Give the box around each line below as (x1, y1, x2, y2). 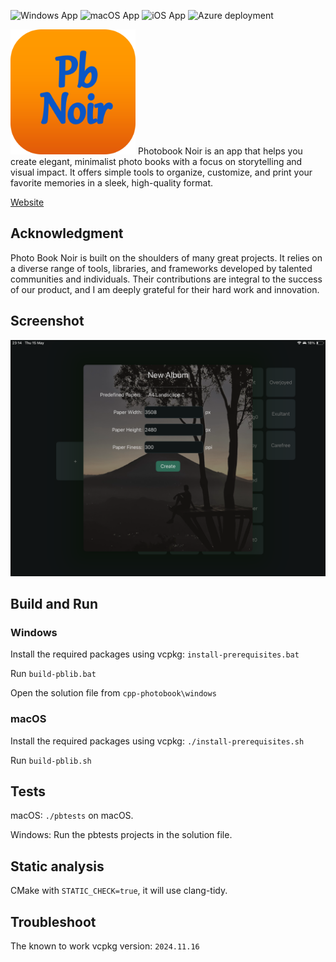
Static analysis (10, 858, 105, 875)
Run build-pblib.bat (10, 668, 97, 680)
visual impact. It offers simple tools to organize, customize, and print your (10, 166, 313, 178)
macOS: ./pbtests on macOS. (10, 810, 134, 822)
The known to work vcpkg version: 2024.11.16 (10, 940, 200, 952)
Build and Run (10, 596, 98, 613)
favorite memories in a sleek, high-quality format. (10, 177, 213, 189)
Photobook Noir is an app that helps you (137, 145, 303, 157)
